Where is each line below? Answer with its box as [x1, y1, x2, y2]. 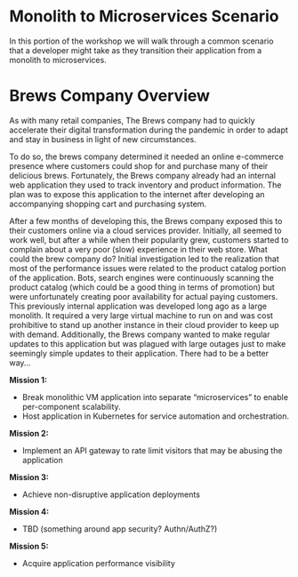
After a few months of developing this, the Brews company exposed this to [9, 215, 283, 226]
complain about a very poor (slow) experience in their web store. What [9, 244, 269, 254]
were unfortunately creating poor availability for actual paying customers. [9, 291, 278, 301]
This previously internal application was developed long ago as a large [9, 301, 267, 311]
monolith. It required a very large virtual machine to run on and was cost [9, 309, 274, 321]
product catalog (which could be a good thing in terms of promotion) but [9, 282, 276, 293]
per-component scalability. [21, 401, 122, 412]
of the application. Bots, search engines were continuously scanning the [9, 272, 274, 283]
